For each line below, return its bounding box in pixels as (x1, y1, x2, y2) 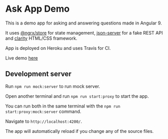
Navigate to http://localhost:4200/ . (5, 118, 82, 124)
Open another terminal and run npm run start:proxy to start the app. (5, 93, 149, 99)
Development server (5, 70, 72, 78)
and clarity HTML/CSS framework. (5, 35, 77, 41)
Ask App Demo (5, 3, 70, 15)
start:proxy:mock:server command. (5, 108, 81, 115)
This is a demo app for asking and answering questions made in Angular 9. (5, 20, 162, 26)
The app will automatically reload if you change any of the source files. (5, 128, 154, 134)
